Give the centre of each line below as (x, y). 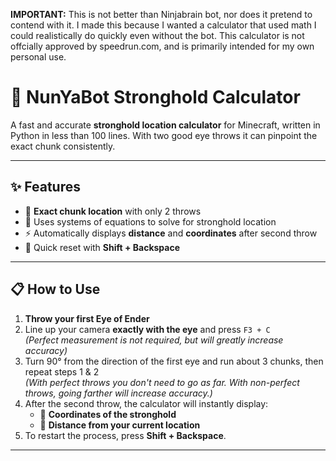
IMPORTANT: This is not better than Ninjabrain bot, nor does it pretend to (161, 14)
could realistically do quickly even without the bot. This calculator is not (157, 35)
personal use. (38, 57)
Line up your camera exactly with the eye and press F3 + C (147, 329)
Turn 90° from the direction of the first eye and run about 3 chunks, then (174, 361)
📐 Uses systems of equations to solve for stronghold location (150, 221)
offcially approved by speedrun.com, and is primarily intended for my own (162, 46)
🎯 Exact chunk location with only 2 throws (113, 211)
